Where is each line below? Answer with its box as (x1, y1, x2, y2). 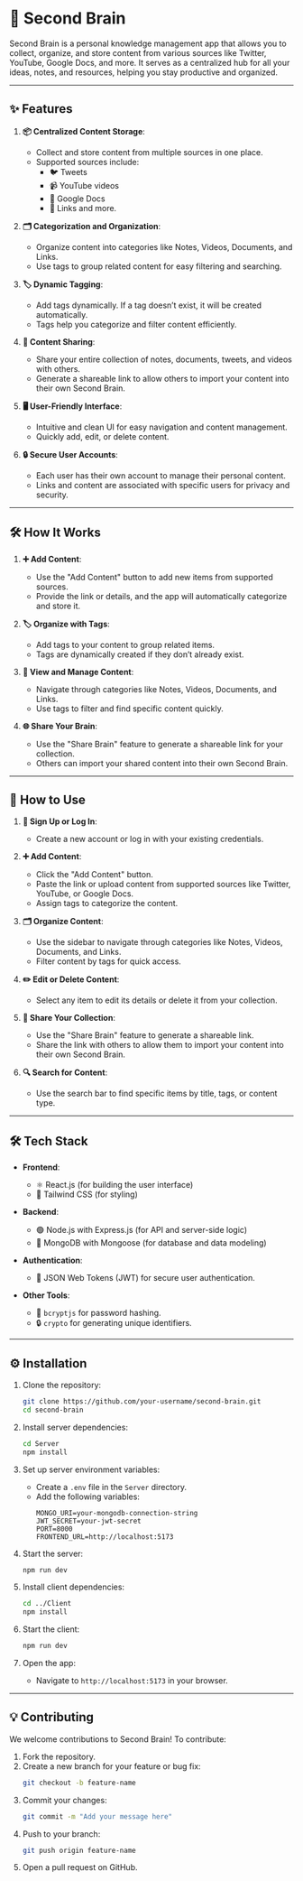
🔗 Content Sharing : (22, 336, 96, 347)
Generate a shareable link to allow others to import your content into (35, 373, 289, 384)
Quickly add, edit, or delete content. (35, 431, 170, 441)
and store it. (35, 600, 81, 611)
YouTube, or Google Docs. (35, 888, 133, 899)
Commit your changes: (22, 1794, 107, 1805)
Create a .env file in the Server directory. (35, 1481, 188, 1492)
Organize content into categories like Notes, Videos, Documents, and (35, 241, 293, 252)
